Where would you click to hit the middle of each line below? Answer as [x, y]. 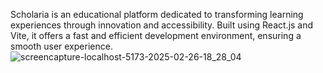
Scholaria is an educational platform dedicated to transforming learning [157, 14]
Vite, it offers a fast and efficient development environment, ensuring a [156, 35]
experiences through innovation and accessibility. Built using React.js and [162, 25]
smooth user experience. [61, 46]
